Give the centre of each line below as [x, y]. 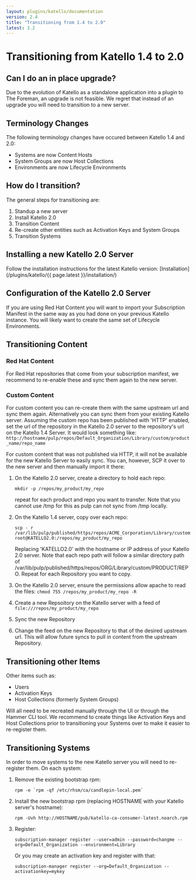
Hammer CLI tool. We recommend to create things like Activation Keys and [96, 717]
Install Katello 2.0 [35, 217]
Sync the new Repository [45, 619]
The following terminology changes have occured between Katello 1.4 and [95, 138]
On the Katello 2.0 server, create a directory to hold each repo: [90, 478]
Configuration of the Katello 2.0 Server [78, 293]
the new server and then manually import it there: [66, 467]
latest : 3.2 [20, 28]
